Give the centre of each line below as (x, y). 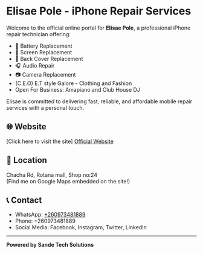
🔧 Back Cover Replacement (49, 59)
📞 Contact (24, 200)
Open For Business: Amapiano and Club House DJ (78, 89)
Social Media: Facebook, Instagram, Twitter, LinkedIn (81, 227)
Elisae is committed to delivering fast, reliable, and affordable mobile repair (99, 101)
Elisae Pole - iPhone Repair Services (99, 11)
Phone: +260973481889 (45, 221)
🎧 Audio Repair (35, 65)
